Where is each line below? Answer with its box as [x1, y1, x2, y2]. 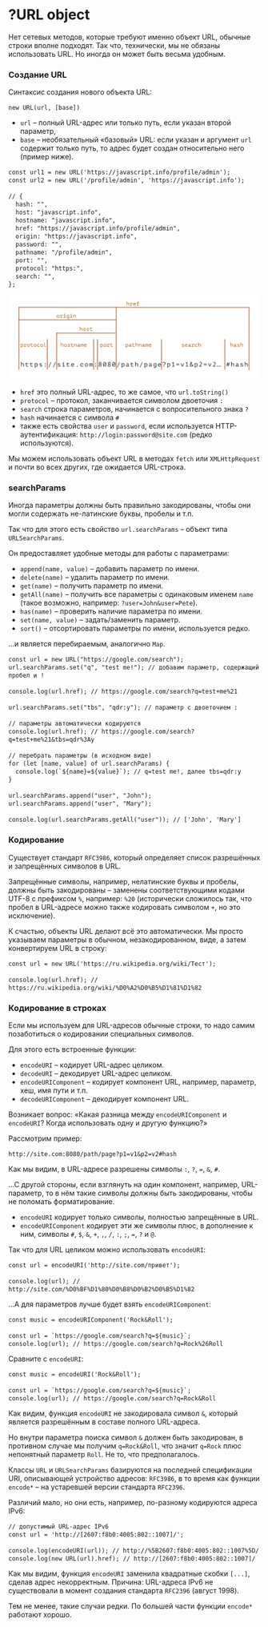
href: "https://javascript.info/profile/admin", [15, 224, 181, 233]
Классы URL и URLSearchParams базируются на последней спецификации [8, 1464, 253, 1475]
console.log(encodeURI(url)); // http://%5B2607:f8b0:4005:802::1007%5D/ [8, 1546, 260, 1555]
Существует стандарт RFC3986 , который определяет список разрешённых [8, 852, 261, 862]
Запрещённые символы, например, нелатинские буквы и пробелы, [8, 876, 239, 886]
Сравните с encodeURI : [8, 1354, 84, 1363]
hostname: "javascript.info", [15, 216, 116, 225]
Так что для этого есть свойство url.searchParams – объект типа [8, 525, 228, 534]
